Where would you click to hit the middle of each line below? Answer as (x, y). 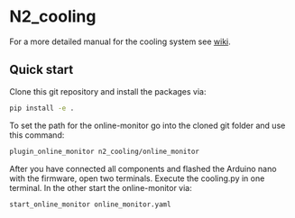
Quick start (41, 70)
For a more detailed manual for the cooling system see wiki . (120, 41)
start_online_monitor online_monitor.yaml (90, 204)
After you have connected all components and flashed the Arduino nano (143, 168)
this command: (37, 135)
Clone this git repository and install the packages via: (108, 91)
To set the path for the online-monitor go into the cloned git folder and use (147, 125)
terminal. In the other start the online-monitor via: (101, 187)
